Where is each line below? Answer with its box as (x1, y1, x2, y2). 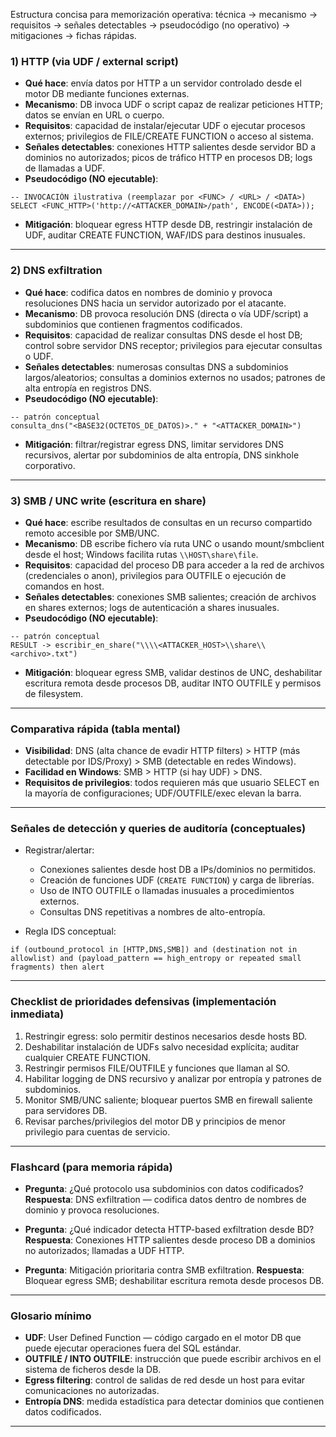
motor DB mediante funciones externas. (24, 88, 190, 100)
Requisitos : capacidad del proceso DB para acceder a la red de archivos (24, 559, 325, 571)
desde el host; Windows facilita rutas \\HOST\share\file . (24, 548, 259, 560)
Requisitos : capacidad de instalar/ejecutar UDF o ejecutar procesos (24, 120, 306, 132)
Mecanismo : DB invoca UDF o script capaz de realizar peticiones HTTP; (24, 99, 323, 111)
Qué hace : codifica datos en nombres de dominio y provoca (24, 286, 273, 298)
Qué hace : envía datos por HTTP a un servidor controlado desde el (24, 77, 302, 89)
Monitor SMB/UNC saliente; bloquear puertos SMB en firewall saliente (24, 1094, 313, 1106)
